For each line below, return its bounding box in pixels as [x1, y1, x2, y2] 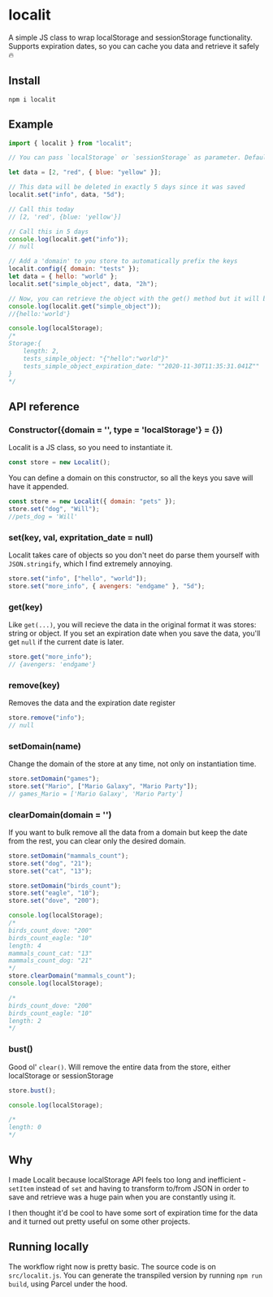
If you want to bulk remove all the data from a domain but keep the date [8, 827, 248, 837]
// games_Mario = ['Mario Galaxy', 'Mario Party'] [8, 790, 184, 798]
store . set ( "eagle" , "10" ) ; [8, 889, 100, 897]
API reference [8, 400, 80, 414]
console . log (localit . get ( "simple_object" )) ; [8, 302, 162, 310]
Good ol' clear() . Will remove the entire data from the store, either [8, 1062, 232, 1072]
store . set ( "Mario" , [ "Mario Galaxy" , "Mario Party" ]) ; [8, 782, 198, 790]
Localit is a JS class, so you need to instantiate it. [8, 443, 173, 453]
